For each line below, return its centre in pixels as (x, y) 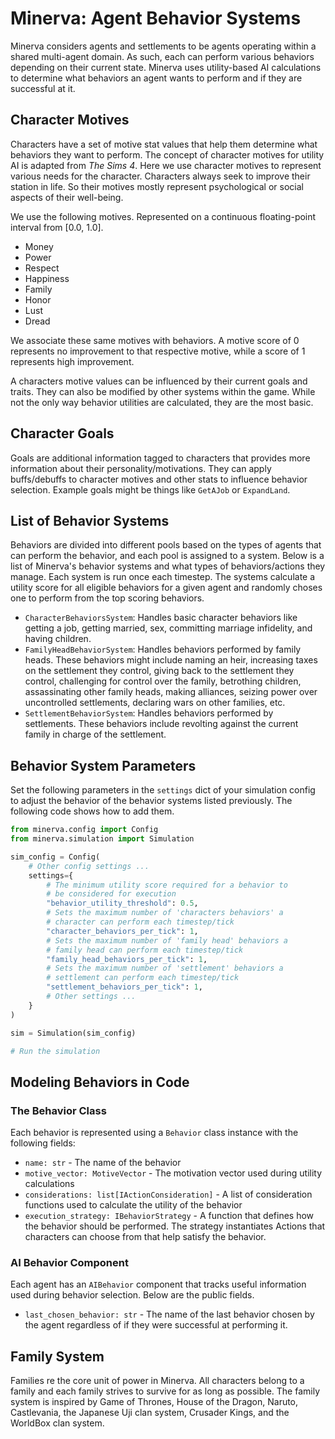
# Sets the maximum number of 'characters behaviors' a (165, 913)
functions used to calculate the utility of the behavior (133, 1205)
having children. (58, 639)
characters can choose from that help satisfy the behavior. (145, 1237)
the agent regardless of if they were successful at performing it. (156, 1325)
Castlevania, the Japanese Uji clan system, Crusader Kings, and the (150, 1413)
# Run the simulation (55, 1051)
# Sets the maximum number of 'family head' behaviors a (167, 940)
